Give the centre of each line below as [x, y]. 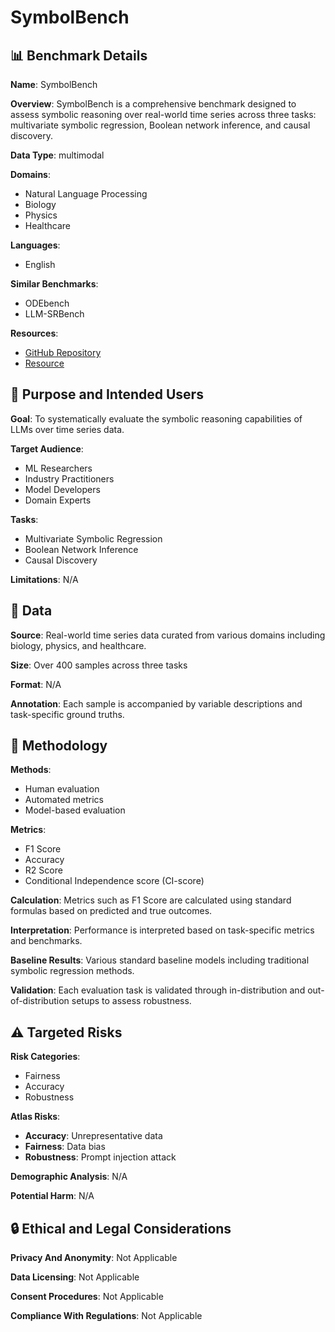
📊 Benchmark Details [79, 55]
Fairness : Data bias [65, 1147]
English [40, 264]
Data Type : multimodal [57, 155]
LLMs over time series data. [67, 429]
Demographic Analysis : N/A [69, 1177]
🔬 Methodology [59, 746]
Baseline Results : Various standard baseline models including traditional [160, 960]
